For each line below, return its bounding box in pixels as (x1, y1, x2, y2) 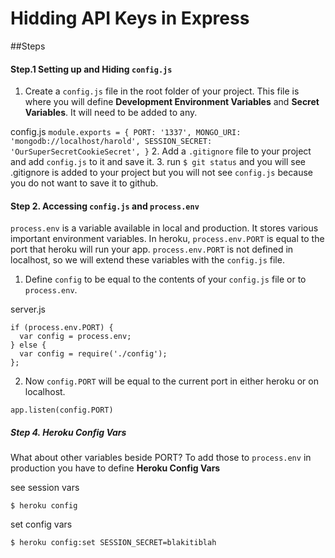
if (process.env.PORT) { (10, 323, 114, 333)
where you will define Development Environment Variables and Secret (24, 96, 320, 108)
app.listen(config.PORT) (10, 405, 114, 416)
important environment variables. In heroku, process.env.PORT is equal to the (10, 233, 325, 245)
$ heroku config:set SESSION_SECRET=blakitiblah (10, 538, 217, 548)
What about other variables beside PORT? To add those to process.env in (10, 452, 312, 464)
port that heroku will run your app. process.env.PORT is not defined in (10, 243, 294, 256)
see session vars (10, 482, 80, 494)
